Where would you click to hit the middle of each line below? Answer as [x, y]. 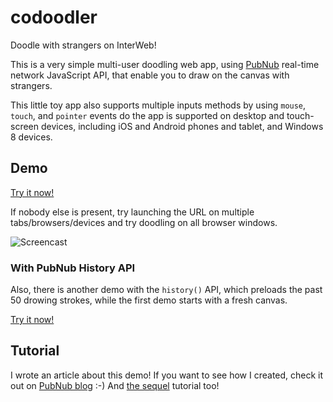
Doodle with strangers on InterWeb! [83, 45]
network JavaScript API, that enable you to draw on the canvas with [150, 75]
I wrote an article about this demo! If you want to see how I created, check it [167, 375]
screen [25, 126]
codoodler [54, 17]
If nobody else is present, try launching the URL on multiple [132, 212]
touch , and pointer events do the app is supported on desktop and [147, 115]
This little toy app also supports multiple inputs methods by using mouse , [158, 105]
